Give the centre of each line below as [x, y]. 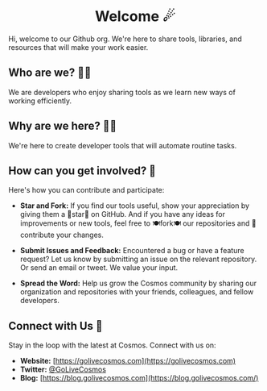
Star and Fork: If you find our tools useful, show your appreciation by [135, 206]
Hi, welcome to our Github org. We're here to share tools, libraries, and [125, 39]
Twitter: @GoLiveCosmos [63, 369]
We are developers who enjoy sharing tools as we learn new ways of [122, 92]
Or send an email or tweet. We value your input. [99, 268]
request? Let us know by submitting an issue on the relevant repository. [138, 259]
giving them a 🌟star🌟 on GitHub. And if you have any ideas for [122, 214]
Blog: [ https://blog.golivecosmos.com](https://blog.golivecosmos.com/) [139, 378]
